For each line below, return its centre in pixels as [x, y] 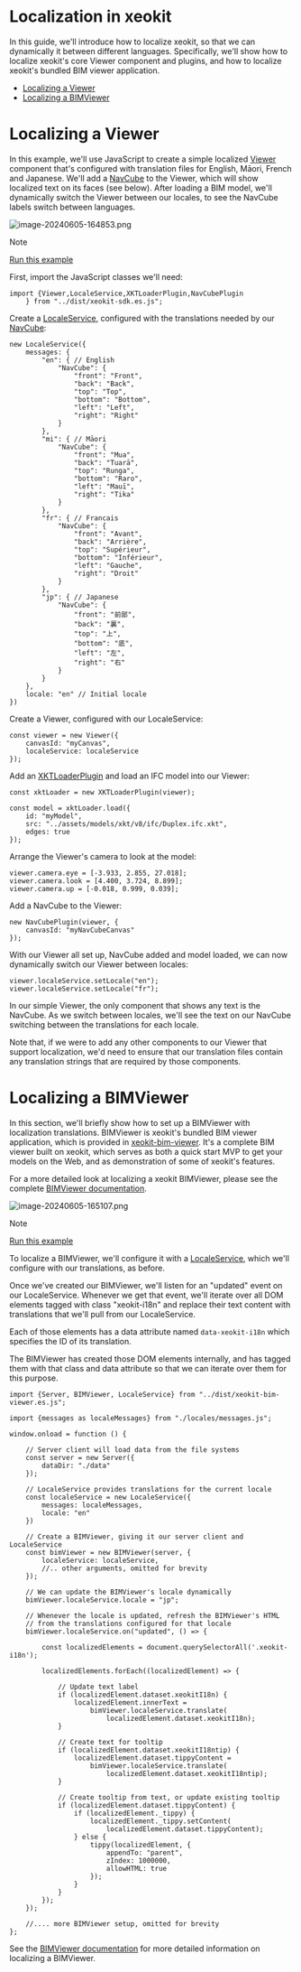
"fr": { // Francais [80, 518]
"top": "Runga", [104, 470]
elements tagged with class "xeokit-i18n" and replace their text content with [150, 1304]
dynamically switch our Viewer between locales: [99, 964]
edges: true [48, 832]
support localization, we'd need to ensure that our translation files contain [146, 1051]
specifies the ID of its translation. [71, 1341]
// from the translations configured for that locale [128, 1623]
